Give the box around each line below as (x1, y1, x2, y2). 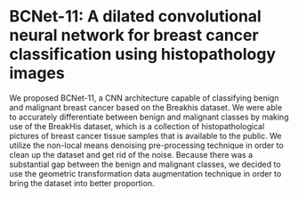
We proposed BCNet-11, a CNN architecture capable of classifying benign (9, 92, 279, 103)
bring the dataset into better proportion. (9, 177, 155, 188)
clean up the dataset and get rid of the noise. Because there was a (9, 149, 254, 160)
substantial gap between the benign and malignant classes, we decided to (9, 159, 282, 169)
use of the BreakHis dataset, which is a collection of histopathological (9, 120, 265, 131)
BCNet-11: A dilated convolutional (9, 6, 262, 27)
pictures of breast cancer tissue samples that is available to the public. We (9, 130, 282, 141)
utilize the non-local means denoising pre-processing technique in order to (9, 140, 285, 151)
